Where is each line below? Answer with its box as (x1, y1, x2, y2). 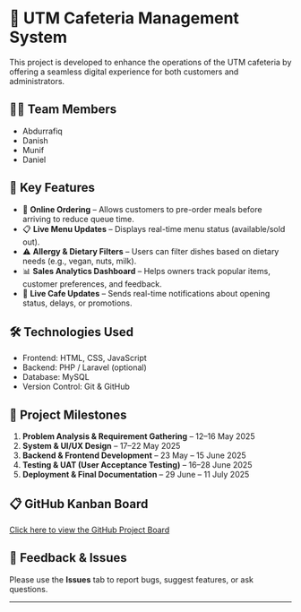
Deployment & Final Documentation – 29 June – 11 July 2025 (21, 470, 250, 480)
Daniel (21, 154, 47, 165)
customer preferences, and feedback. (21, 278, 163, 289)
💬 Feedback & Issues (9, 550, 127, 565)
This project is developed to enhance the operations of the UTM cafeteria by (9, 56, 292, 67)
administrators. (9, 75, 65, 86)
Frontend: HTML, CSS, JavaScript (21, 353, 148, 364)
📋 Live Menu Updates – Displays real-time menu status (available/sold (21, 223, 286, 234)
